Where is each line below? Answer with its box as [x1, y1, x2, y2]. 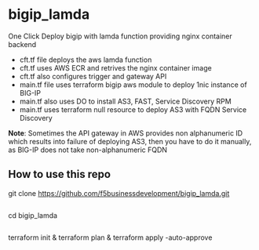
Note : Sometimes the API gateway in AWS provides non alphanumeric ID [8, 128, 243, 138]
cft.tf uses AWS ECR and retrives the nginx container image [19, 63, 212, 72]
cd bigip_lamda [8, 210, 57, 220]
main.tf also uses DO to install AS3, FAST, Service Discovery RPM [19, 96, 232, 106]
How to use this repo [8, 168, 111, 181]
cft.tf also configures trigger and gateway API [19, 71, 167, 81]
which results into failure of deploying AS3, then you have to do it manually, [8, 136, 252, 146]
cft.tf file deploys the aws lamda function [19, 55, 152, 64]
